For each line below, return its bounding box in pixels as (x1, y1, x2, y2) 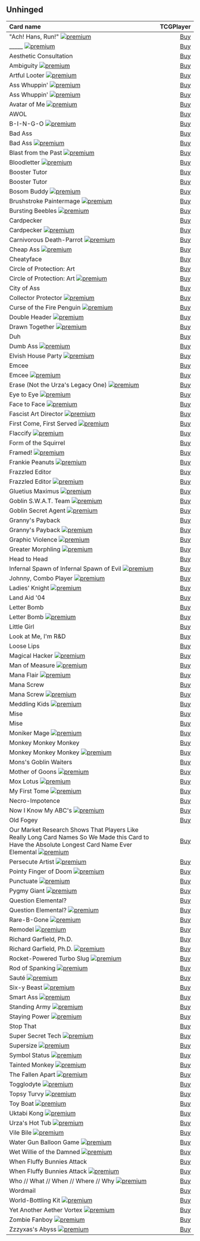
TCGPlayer (160, 22, 191, 30)
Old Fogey (9, 815, 38, 824)
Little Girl (9, 622, 35, 630)
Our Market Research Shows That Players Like (9, 826, 139, 834)
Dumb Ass (9, 342, 39, 350)
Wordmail (9, 1186, 36, 1195)
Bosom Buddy (9, 187, 49, 195)
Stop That (9, 1022, 37, 1030)
